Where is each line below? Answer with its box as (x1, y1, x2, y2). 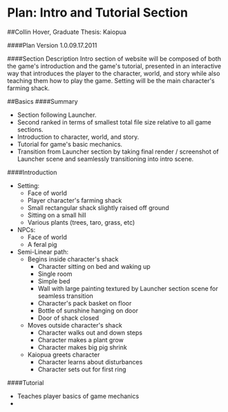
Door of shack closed (37, 313, 99, 322)
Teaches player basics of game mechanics (17, 392, 140, 400)
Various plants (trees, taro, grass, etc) (27, 218, 135, 226)
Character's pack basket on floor (37, 299, 132, 307)
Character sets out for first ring (37, 365, 126, 373)
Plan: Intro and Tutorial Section (7, 5, 189, 21)
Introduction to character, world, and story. (17, 133, 140, 141)
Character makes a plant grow (37, 335, 124, 344)
